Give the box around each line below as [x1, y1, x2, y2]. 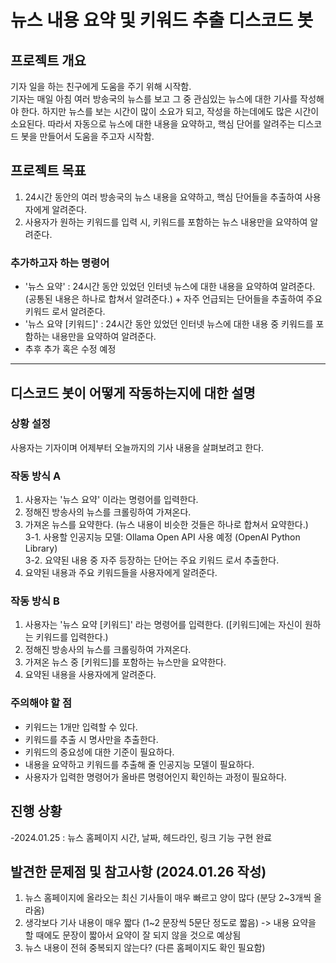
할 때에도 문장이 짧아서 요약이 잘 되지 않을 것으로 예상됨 [24, 929, 242, 941]
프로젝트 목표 [10, 162, 87, 180]
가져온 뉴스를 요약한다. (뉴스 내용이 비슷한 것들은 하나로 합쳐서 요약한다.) [24, 519, 309, 531]
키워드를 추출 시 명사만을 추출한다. [24, 733, 159, 745]
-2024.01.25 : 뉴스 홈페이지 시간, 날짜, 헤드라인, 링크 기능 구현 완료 [10, 831, 273, 843]
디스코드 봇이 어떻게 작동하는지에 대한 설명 [10, 384, 256, 401]
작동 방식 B [10, 594, 60, 608]
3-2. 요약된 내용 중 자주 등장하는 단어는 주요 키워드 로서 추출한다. [24, 554, 280, 566]
